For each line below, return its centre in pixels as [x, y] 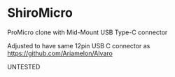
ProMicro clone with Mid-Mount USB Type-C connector [87, 32]
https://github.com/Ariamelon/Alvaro [60, 53]
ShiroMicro [40, 13]
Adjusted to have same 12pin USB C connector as [79, 45]
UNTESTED [24, 66]
